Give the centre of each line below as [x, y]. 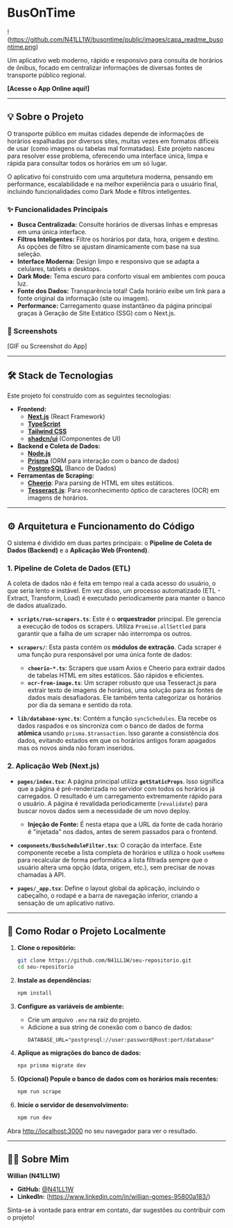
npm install [34, 993]
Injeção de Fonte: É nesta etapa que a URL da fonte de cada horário [125, 824]
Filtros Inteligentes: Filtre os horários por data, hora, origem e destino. [119, 239]
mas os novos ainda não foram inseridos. [76, 748]
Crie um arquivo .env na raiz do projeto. [84, 1020]
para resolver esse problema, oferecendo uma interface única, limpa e [107, 156]
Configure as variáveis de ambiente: [71, 1006]
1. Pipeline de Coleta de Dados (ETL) [69, 568]
